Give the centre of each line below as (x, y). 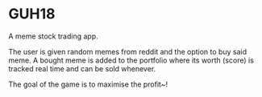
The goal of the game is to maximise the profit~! (88, 84)
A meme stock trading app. (53, 36)
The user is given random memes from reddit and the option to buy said (128, 51)
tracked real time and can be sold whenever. (82, 68)
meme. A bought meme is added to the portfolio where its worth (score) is (131, 60)
